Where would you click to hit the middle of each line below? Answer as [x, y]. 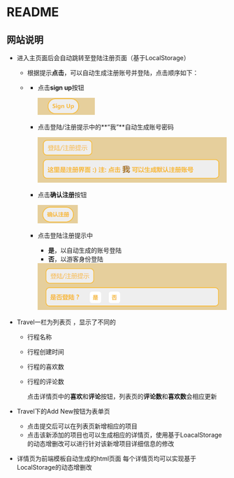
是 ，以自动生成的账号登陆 [85, 251]
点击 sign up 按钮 [61, 87]
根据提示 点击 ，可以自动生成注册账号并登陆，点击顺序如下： [113, 73]
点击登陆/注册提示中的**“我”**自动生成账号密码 [105, 127]
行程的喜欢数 [45, 366]
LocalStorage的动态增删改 [54, 467]
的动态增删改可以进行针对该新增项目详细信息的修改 [101, 443]
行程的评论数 [45, 381]
